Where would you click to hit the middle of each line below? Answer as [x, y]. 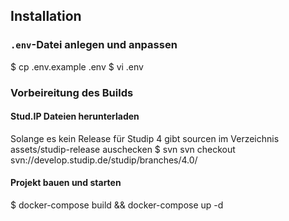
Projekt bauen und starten [66, 183]
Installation [46, 16]
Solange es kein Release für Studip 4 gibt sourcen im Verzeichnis [145, 138]
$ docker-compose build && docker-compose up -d [117, 205]
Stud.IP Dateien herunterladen [75, 116]
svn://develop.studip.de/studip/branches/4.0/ [104, 160]
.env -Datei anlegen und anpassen [94, 45]
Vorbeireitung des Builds [72, 92]
